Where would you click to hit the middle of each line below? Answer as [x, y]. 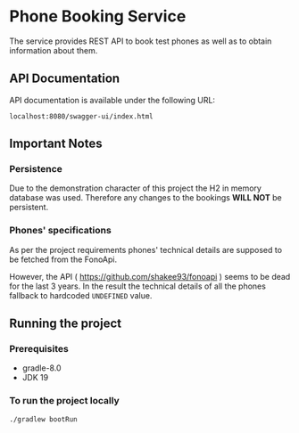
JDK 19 [35, 378]
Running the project [66, 324]
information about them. [54, 50]
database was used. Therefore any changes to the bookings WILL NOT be [146, 198]
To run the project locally [65, 401]
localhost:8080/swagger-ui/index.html [81, 116]
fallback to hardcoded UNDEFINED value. [81, 295]
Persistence [36, 169]
